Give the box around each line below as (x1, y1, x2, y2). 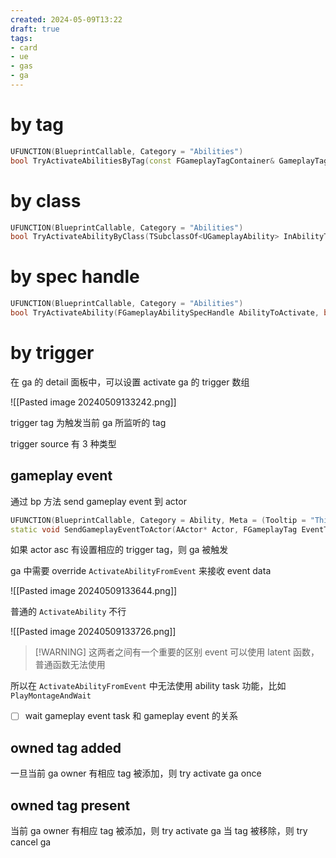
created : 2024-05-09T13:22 (10, 14, 123, 25)
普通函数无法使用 (34, 659, 106, 671)
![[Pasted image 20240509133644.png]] (10, 585, 178, 597)
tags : (10, 33, 33, 43)
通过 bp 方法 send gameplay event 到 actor (10, 495, 187, 507)
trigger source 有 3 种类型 (10, 437, 117, 450)
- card (10, 42, 38, 53)
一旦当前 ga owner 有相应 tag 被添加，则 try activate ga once (10, 767, 262, 780)
